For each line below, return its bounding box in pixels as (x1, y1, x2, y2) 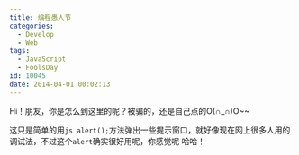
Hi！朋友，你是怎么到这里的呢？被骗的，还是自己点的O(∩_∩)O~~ (9, 105, 250, 116)
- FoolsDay (17, 64, 59, 73)
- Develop (17, 30, 54, 39)
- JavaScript (17, 55, 67, 64)
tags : (9, 47, 30, 56)
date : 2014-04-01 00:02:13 (9, 80, 111, 89)
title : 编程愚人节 (9, 13, 72, 22)
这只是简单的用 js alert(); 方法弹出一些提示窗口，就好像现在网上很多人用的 (9, 125, 291, 135)
